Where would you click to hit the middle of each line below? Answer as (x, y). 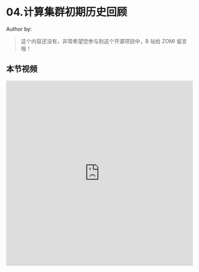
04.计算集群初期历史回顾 (67, 12)
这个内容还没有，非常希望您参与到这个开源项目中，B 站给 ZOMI (98, 41)
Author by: (19, 29)
